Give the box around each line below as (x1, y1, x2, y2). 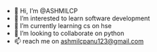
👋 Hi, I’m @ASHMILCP (13, 7, 78, 15)
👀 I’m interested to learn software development (13, 14, 150, 22)
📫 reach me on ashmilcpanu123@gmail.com (13, 37, 144, 45)
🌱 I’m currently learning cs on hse (13, 22, 112, 30)
